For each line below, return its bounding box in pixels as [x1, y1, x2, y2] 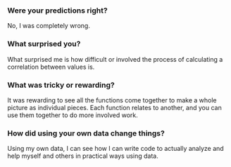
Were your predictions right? [7, 6, 108, 15]
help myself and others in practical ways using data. [7, 152, 158, 160]
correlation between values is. [7, 62, 95, 71]
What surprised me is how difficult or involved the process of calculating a [7, 55, 223, 63]
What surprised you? [7, 39, 81, 49]
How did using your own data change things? [7, 128, 166, 138]
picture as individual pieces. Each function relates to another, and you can [7, 103, 222, 112]
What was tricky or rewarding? [7, 80, 115, 90]
